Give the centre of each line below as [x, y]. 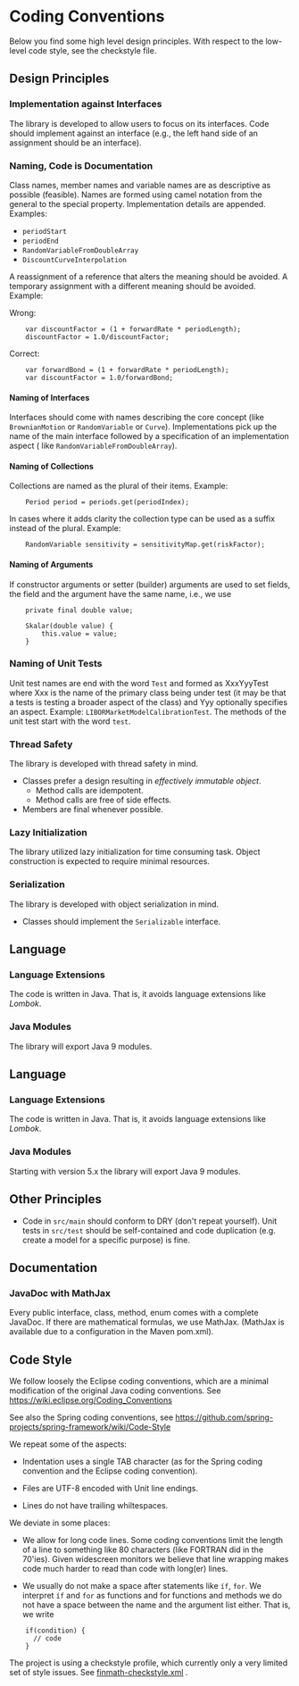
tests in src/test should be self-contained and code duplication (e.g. [149, 1230]
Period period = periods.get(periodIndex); [108, 502]
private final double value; [79, 610]
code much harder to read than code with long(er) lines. [125, 1569]
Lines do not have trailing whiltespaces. [95, 1505]
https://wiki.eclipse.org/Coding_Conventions [91, 1400]
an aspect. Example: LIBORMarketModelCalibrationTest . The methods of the [148, 711]
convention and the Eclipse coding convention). [110, 1471]
